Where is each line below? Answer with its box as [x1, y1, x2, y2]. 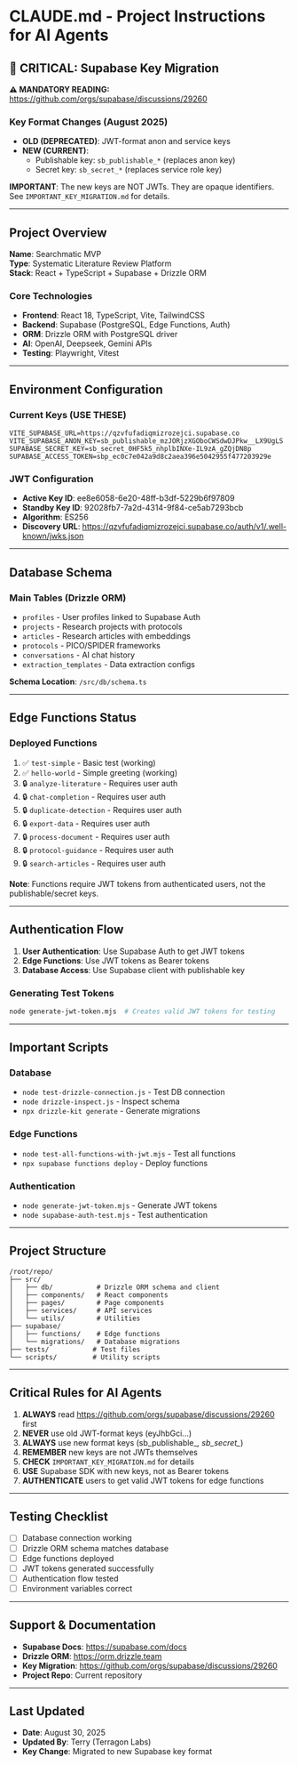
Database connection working [21, 1533, 133, 1543]
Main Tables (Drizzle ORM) [9, 592, 127, 604]
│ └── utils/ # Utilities [9, 1314, 141, 1323]
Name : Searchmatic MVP [9, 249, 102, 260]
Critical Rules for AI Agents [9, 1385, 162, 1400]
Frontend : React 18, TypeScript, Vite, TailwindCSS [21, 310, 206, 321]
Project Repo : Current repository [21, 1670, 143, 1680]
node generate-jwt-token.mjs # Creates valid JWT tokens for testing [9, 1007, 276, 1016]
